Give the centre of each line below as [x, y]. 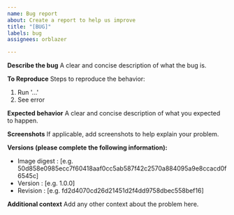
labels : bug [24, 33]
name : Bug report [32, 14]
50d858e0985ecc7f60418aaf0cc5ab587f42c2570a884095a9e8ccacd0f [122, 168]
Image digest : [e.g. [45, 161]
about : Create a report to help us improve [72, 20]
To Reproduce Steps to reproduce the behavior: [76, 79]
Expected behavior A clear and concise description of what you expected [114, 113]
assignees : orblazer [37, 40]
